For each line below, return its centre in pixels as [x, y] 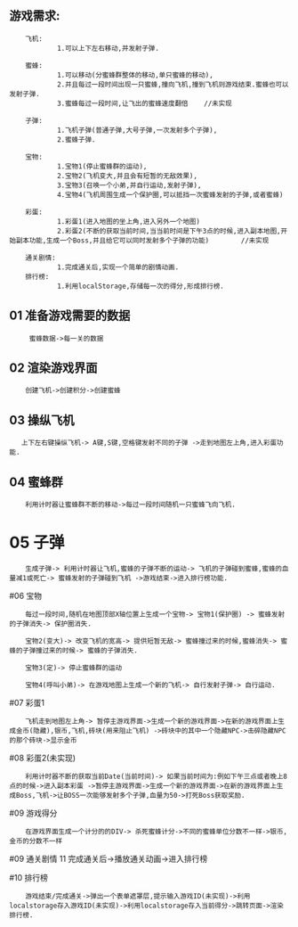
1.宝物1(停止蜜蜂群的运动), [102, 166]
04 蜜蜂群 [36, 482]
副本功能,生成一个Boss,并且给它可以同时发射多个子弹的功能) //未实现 [142, 240]
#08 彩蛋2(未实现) [43, 758]
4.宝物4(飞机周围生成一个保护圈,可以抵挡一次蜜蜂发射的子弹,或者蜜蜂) [170, 194]
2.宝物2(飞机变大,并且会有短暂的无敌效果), [127, 176]
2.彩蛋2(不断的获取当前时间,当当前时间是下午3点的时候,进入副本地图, [169, 231]
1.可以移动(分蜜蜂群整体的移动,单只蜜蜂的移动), [135, 75]
